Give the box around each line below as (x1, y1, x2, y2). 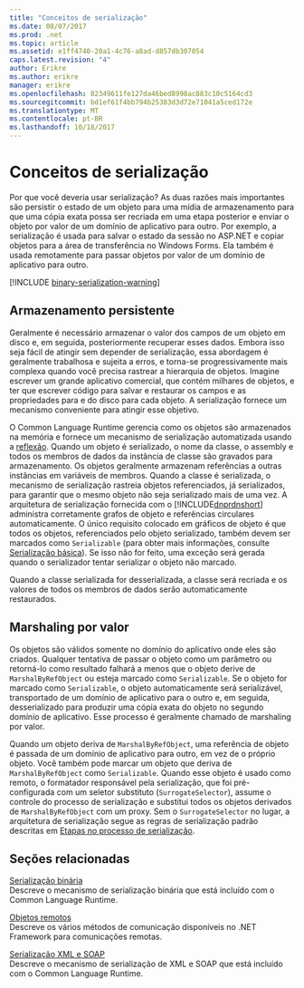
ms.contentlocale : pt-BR (9, 114, 103, 123)
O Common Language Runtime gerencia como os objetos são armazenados (9, 421, 291, 432)
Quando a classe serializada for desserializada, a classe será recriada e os (9, 574, 288, 585)
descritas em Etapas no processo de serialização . (9, 825, 195, 836)
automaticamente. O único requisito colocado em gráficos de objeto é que (9, 518, 287, 528)
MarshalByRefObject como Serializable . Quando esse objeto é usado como (9, 767, 291, 778)
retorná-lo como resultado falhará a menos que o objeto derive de (9, 663, 256, 673)
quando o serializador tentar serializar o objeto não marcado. (9, 557, 237, 567)
